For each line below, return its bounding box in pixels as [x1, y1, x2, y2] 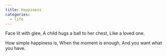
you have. [5, 45, 26, 51]
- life [10, 16, 24, 21]
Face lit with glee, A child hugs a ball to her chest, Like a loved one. [5, 30, 145, 36]
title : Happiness [5, 7, 42, 12]
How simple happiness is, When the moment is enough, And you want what [5, 40, 162, 46]
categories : [5, 12, 30, 17]
